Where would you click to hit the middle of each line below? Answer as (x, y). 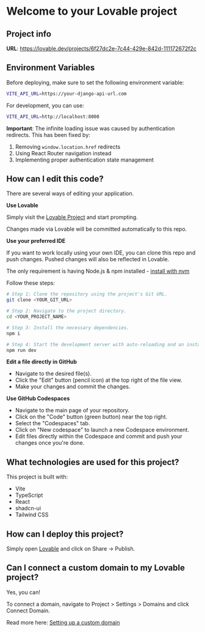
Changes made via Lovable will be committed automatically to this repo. (97, 229)
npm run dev (21, 350)
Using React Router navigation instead (63, 153)
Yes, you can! (23, 592)
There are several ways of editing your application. (70, 193)
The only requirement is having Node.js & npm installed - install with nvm (98, 271)
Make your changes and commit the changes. (73, 387)
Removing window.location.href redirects (68, 147)
